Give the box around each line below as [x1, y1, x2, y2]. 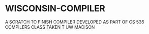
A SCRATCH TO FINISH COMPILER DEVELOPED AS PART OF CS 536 [5, 19, 144, 25]
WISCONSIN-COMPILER [5, 3, 106, 14]
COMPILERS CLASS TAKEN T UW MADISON [5, 24, 95, 30]
